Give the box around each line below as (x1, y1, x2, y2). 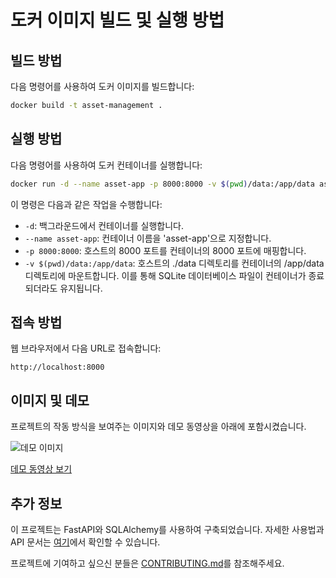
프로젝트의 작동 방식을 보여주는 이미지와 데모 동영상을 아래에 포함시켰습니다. (10, 421, 307, 433)
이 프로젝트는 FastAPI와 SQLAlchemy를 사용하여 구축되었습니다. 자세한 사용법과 (10, 524, 325, 535)
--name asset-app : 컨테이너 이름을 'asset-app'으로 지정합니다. (24, 232, 272, 244)
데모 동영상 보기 (10, 463, 73, 475)
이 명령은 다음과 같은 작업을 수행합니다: (10, 198, 163, 210)
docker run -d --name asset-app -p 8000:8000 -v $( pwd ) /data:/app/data (10, 179, 315, 189)
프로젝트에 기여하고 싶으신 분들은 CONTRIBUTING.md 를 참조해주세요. (10, 557, 285, 569)
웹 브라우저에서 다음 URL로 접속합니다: (10, 342, 162, 355)
